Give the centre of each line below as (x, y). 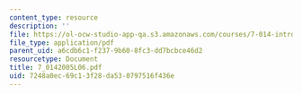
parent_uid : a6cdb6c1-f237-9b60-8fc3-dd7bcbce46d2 (106, 51)
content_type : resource (54, 17)
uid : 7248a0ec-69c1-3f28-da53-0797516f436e (92, 76)
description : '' (40, 26)
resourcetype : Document (54, 59)
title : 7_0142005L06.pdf (56, 68)
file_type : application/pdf (62, 43)
